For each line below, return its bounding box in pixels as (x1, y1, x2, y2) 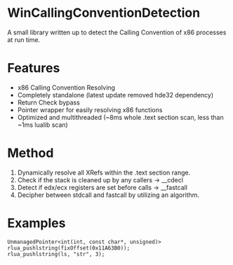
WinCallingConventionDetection (7, 5, 201, 21)
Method (7, 145, 54, 161)
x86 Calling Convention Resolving (17, 83, 116, 92)
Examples (7, 215, 66, 231)
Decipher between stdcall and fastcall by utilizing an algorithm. (17, 191, 200, 199)
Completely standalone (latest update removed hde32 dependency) (17, 90, 214, 99)
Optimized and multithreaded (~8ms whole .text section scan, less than (17, 113, 224, 121)
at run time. (7, 35, 41, 43)
